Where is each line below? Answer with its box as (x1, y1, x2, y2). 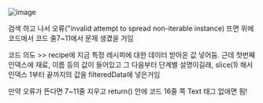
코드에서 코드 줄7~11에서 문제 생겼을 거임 (8, 34, 134, 42)
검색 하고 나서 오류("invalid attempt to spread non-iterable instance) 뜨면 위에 (8, 24, 254, 33)
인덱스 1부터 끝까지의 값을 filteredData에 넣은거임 (8, 70, 161, 79)
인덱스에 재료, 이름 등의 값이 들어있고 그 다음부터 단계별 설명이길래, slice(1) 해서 (8, 60, 254, 69)
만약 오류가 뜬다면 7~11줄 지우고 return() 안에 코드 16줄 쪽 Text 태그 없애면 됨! (8, 86, 248, 96)
